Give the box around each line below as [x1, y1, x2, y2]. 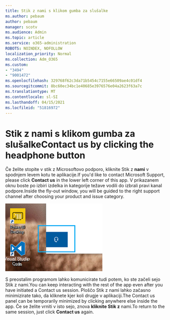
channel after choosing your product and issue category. [5, 193, 125, 200]
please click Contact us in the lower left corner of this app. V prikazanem [5, 177, 159, 183]
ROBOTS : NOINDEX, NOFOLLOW [5, 46, 63, 51]
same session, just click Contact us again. [5, 309, 94, 315]
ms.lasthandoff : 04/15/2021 [5, 100, 65, 105]
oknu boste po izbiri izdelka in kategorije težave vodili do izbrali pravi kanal [5, 183, 162, 189]
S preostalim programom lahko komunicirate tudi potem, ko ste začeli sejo [5, 276, 160, 283]
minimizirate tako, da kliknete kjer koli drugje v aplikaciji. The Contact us [5, 292, 155, 299]
